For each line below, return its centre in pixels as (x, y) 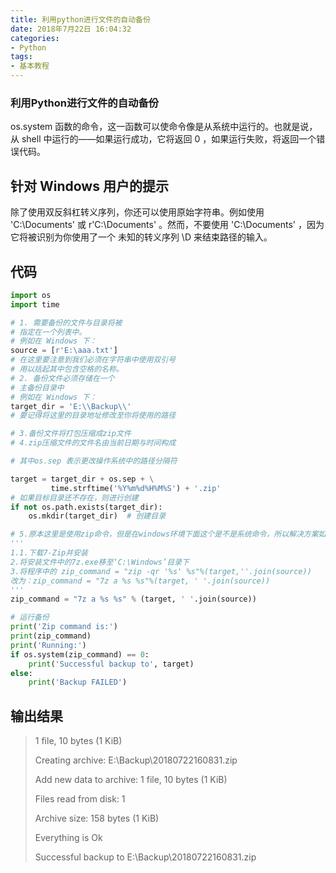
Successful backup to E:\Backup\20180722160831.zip (145, 857)
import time (35, 304)
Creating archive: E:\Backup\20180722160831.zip (136, 760)
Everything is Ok (68, 838)
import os (31, 295)
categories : (35, 38)
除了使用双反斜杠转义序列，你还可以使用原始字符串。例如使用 (137, 212)
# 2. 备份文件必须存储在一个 (62, 378)
